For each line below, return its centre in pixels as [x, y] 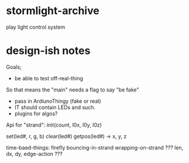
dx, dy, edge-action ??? [34, 154]
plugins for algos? [36, 113]
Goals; [14, 67]
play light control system [36, 27]
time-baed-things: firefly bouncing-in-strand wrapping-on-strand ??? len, [95, 147]
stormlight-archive [53, 11]
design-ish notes [48, 51]
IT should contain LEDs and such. [55, 107]
